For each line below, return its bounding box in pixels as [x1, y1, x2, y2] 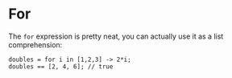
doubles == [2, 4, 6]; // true [8, 62, 114, 71]
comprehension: [8, 39, 63, 49]
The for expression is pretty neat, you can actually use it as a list [8, 31, 224, 41]
